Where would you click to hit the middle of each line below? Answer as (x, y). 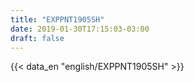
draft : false (37, 38)
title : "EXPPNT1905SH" (57, 19)
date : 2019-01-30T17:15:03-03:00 (80, 29)
